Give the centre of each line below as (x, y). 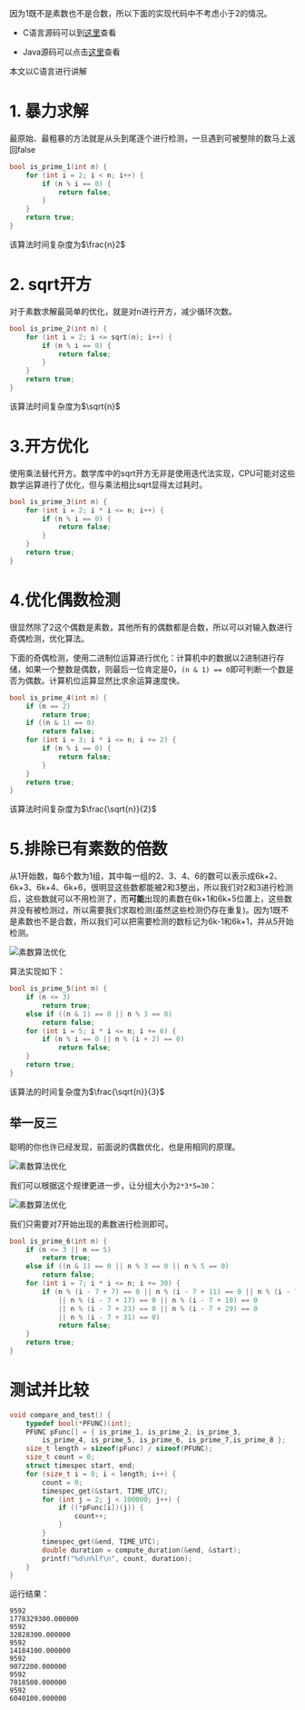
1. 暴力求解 (49, 111)
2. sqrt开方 (51, 285)
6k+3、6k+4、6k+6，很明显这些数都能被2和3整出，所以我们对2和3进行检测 (151, 888)
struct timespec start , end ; (81, 1466)
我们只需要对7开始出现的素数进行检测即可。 (91, 1224)
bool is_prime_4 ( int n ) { (58, 698)
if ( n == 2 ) (48, 706)
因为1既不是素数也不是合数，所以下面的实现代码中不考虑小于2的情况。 (141, 13)
